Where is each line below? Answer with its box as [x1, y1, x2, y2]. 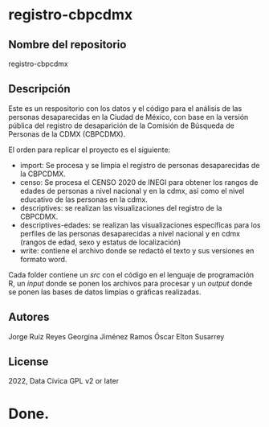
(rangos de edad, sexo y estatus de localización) [19, 237, 181, 247]
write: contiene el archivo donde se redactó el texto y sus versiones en [19, 245, 255, 255]
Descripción [8, 82, 71, 96]
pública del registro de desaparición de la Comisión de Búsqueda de [8, 121, 234, 130]
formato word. [19, 254, 67, 264]
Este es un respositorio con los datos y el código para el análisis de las [8, 103, 243, 113]
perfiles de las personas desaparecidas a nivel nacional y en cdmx [19, 228, 241, 238]
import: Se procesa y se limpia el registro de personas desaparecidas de [19, 160, 260, 170]
